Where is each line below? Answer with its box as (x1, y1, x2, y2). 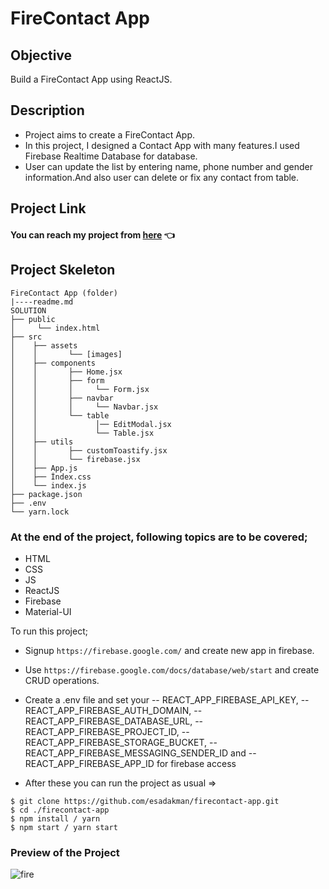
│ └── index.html (10, 323, 101, 333)
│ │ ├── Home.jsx (10, 367, 123, 377)
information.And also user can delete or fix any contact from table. (24, 171, 300, 183)
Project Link (10, 200, 87, 217)
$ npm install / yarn (10, 813, 101, 824)
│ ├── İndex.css (10, 472, 92, 482)
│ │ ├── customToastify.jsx (10, 445, 168, 456)
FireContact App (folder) (10, 288, 118, 298)
